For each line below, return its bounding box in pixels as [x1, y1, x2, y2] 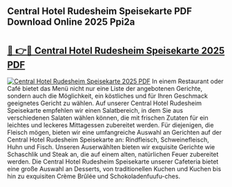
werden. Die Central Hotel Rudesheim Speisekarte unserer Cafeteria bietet [7, 157, 219, 166]
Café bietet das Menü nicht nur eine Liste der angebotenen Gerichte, [7, 85, 202, 92]
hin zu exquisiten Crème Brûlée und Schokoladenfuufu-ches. [7, 172, 181, 180]
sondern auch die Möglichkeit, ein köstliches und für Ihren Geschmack [7, 92, 209, 100]
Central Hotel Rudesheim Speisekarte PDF [7, 5, 192, 17]
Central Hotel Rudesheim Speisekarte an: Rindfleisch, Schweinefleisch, [7, 135, 209, 144]
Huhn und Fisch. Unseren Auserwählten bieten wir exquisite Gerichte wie [7, 143, 215, 151]
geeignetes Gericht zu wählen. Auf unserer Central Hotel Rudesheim [7, 99, 202, 107]
